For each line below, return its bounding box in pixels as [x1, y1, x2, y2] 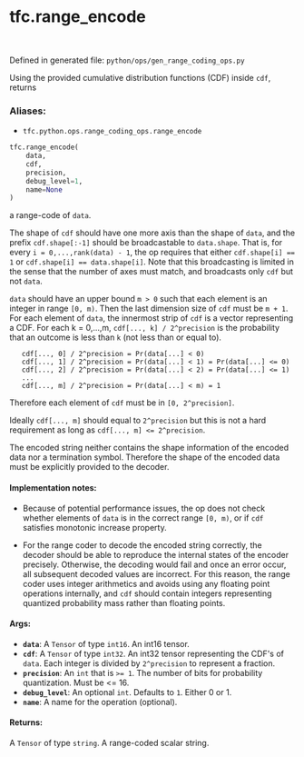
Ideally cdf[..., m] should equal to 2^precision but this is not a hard [9, 415, 267, 426]
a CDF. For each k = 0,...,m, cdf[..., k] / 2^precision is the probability [9, 323, 279, 334]
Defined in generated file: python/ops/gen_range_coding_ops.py [9, 55, 245, 65]
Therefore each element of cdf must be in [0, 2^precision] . [9, 397, 235, 408]
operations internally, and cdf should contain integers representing [22, 588, 272, 599]
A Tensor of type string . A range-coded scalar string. [9, 737, 210, 748]
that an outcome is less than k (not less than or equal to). [9, 332, 222, 343]
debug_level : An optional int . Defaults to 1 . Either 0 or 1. [22, 686, 232, 697]
